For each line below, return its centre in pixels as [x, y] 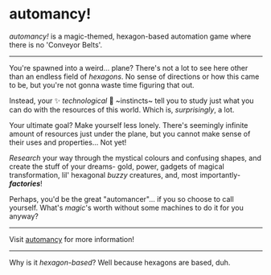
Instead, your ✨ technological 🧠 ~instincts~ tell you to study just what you [131, 101]
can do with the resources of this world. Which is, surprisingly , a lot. [122, 109]
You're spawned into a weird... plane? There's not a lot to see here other [129, 68]
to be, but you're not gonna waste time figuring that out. [102, 84]
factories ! [26, 183]
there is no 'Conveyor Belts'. [56, 44]
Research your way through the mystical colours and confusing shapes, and [135, 158]
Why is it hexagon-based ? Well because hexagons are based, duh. [120, 262]
